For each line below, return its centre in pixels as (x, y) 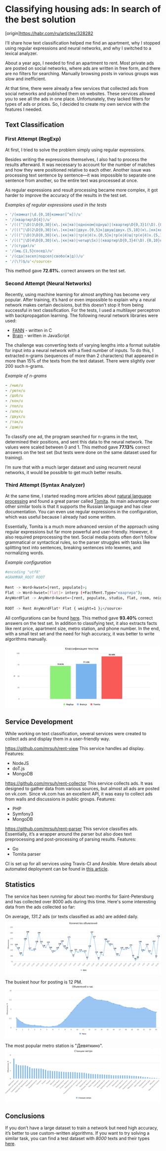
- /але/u (14, 411)
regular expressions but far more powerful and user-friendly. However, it (79, 531)
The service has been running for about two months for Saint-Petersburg (80, 896)
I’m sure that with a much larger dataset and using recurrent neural (73, 467)
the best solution (41, 20)
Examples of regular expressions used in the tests (56, 205)
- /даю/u (14, 427)
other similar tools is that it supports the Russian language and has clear (79, 506)
